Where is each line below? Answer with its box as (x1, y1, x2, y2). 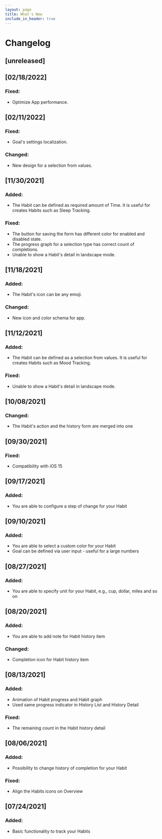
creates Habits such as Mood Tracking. (12, 360, 91, 366)
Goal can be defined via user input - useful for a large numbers (12, 548, 139, 554)
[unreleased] (5, 57, 45, 65)
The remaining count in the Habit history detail (12, 725, 106, 731)
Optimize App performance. (12, 99, 68, 105)
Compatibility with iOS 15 (12, 463, 62, 469)
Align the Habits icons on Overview (12, 788, 83, 794)
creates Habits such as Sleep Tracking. (12, 207, 91, 213)
